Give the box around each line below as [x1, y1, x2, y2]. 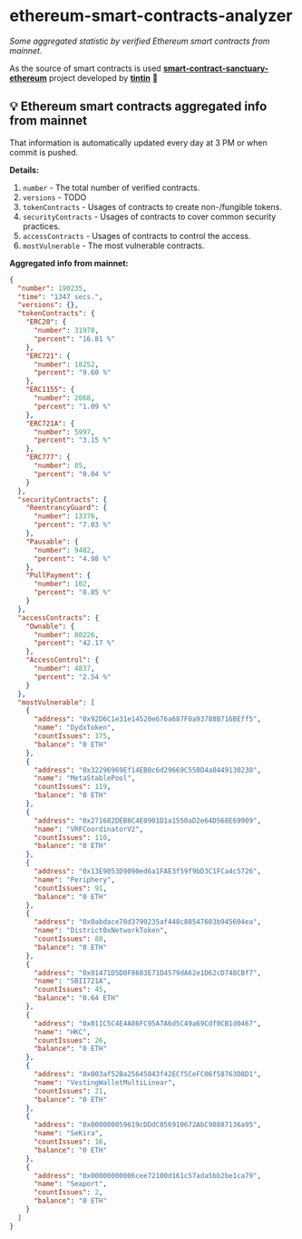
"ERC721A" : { [25, 419, 75, 428]
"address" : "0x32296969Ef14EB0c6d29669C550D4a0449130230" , [33, 765, 261, 774]
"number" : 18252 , [33, 360, 100, 369]
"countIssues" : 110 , [33, 833, 112, 842]
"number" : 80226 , [33, 630, 100, 639]
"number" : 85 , [33, 461, 88, 470]
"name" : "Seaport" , [33, 1179, 107, 1189]
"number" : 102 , [33, 579, 92, 589]
